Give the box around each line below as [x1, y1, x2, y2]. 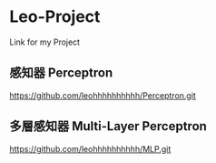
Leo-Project [9, 6, 101, 27]
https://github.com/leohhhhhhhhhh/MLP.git [9, 143, 172, 154]
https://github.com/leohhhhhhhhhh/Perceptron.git [9, 89, 197, 101]
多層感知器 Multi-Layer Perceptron [9, 118, 207, 134]
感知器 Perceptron [9, 66, 113, 81]
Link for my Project [9, 36, 80, 47]
